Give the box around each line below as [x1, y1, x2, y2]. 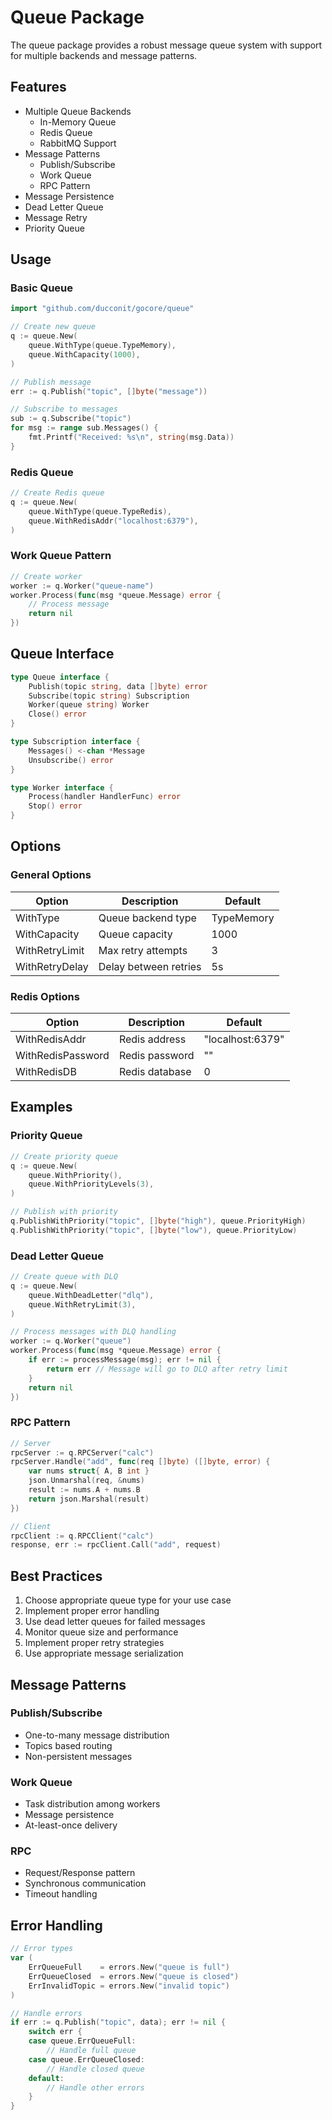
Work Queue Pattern [10, 549, 112, 563]
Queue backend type [98, 911, 197, 925]
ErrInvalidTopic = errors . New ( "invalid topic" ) [28, 1981, 230, 1991]
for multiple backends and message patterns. [10, 49, 198, 61]
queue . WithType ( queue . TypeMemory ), [28, 341, 177, 351]
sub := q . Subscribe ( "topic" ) [10, 414, 132, 424]
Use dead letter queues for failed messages [24, 1616, 206, 1628]
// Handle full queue [46, 2046, 137, 2056]
